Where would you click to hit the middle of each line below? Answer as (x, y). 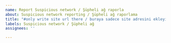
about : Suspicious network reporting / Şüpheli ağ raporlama (72, 14)
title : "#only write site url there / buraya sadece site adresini (78, 19)
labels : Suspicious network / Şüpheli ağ (50, 24)
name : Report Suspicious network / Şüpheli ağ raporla (65, 10)
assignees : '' (20, 28)
